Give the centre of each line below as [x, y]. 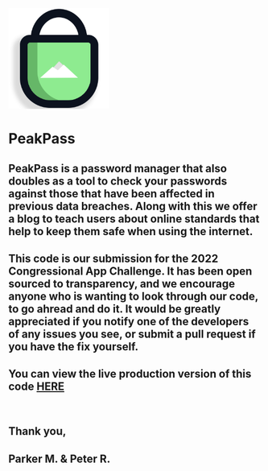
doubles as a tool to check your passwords [118, 181]
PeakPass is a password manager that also [118, 168]
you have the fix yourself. [74, 347]
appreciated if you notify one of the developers [129, 321]
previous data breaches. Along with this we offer [133, 206]
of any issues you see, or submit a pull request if [132, 334]
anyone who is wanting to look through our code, [134, 296]
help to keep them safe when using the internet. [131, 231]
